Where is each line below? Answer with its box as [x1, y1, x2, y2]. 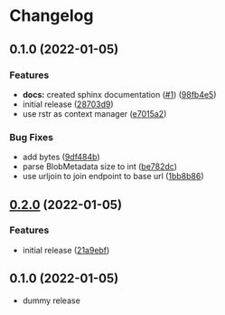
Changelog [9, 5, 94, 26]
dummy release [22, 295, 81, 306]
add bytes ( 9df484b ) [22, 151, 100, 163]
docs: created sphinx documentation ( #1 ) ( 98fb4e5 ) [22, 89, 217, 100]
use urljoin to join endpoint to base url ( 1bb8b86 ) [22, 171, 204, 182]
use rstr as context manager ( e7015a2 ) [22, 108, 167, 119]
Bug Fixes [9, 130, 54, 143]
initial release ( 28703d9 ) [22, 99, 115, 110]
